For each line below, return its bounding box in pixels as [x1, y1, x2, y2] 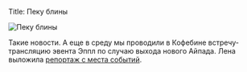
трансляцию [8, 46, 51, 55]
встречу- [208, 38, 240, 47]
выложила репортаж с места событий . [8, 55, 142, 64]
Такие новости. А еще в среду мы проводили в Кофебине [8, 38, 207, 47]
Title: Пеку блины [8, 7, 68, 16]
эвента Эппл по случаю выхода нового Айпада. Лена [51, 46, 236, 55]
